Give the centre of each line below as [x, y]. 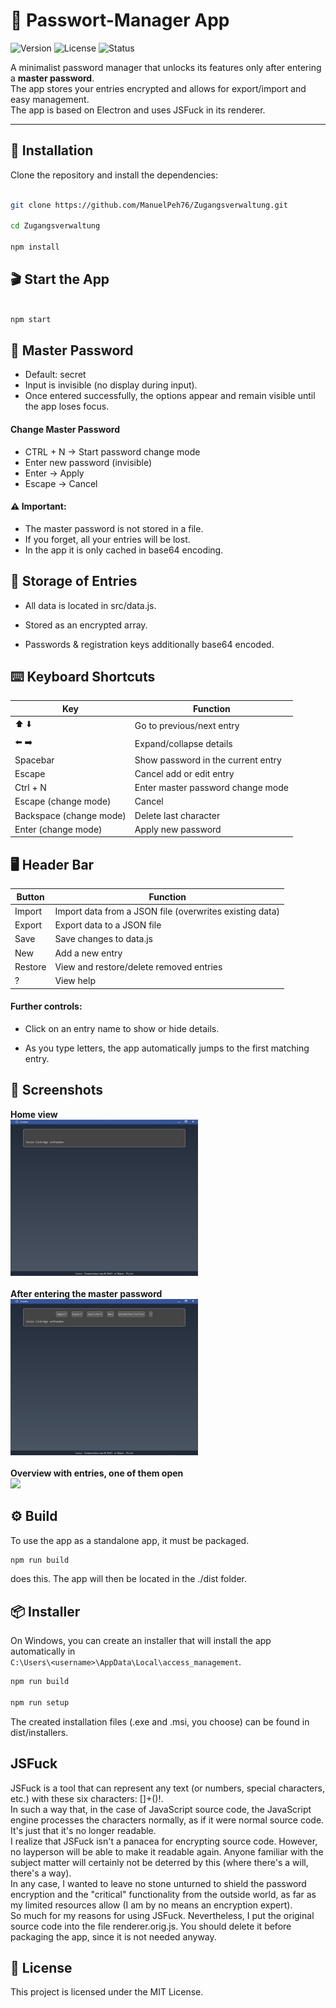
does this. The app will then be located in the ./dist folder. [129, 1579]
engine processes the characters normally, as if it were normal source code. [167, 1820]
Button [30, 896]
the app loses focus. [67, 406]
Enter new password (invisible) [88, 462]
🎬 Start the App [60, 279]
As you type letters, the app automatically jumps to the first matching [167, 1048]
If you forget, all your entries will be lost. [107, 539]
